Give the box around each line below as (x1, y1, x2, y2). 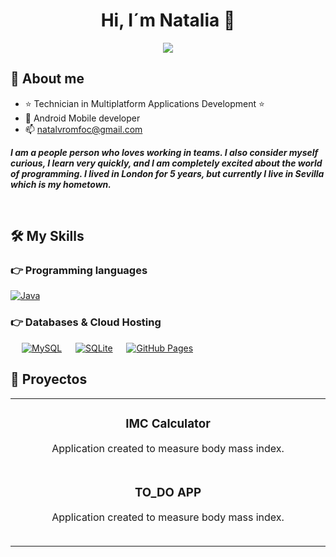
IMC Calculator (125, 415, 211, 431)
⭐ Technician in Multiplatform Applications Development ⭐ (24, 97, 265, 109)
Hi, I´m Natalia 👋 (100, 9, 236, 32)
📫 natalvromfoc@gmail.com (24, 123, 143, 135)
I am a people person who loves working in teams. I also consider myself (10, 146, 319, 158)
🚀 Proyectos (10, 371, 88, 388)
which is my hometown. (10, 178, 112, 190)
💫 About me (10, 70, 85, 88)
